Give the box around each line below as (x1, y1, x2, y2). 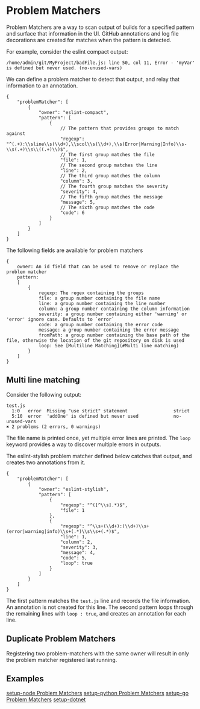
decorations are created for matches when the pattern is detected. (6, 36, 172, 43)
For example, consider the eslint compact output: (6, 48, 128, 55)
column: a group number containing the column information (38, 306, 190, 312)
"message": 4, (60, 549, 96, 555)
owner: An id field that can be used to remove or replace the (17, 263, 180, 269)
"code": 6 (60, 209, 85, 216)
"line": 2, (60, 167, 87, 174)
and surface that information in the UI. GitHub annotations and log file (6, 30, 179, 37)
